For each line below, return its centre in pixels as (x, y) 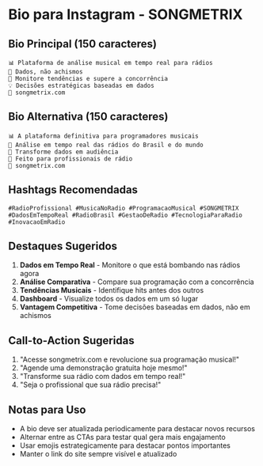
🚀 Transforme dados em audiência (63, 152)
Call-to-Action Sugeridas (71, 341)
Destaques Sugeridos (63, 246)
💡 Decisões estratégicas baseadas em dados (81, 85)
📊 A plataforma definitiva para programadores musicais (104, 136)
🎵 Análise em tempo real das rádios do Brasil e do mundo (106, 145)
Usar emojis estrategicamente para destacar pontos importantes (125, 445)
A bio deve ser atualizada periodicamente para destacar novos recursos (137, 429)
